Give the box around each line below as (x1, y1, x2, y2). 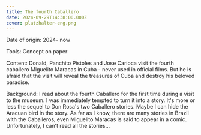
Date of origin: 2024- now (6, 37, 71, 44)
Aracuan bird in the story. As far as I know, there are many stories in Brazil (6, 109, 189, 117)
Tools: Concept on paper (6, 48, 68, 55)
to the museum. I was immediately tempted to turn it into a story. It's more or (6, 97, 195, 104)
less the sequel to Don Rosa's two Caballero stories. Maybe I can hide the (6, 103, 188, 110)
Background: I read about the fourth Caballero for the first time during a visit (6, 91, 194, 98)
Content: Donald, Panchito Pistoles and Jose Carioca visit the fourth (6, 59, 174, 67)
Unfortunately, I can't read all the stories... (6, 122, 110, 130)
